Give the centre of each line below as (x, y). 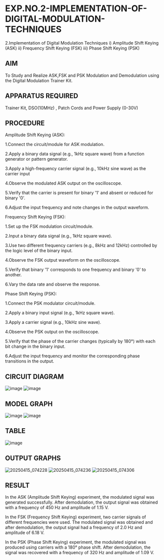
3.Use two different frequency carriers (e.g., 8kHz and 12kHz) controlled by (81, 245)
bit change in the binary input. (35, 346)
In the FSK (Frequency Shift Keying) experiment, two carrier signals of (76, 517)
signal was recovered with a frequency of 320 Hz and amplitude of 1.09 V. (80, 553)
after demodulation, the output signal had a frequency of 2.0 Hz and (74, 528)
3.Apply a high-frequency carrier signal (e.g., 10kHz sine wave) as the (76, 169)
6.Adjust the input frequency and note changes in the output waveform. (77, 207)
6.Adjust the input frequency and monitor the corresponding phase (72, 356)
